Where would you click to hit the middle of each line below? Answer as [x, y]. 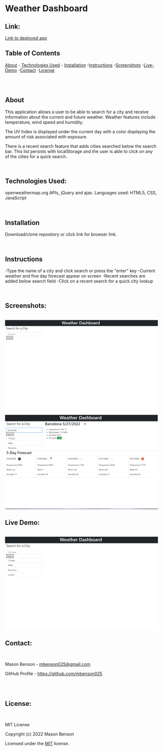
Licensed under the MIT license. [37, 744]
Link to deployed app [26, 38]
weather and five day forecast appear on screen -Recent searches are [75, 276]
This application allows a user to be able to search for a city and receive [77, 112]
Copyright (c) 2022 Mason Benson [40, 734]
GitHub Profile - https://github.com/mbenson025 [54, 674]
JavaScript [16, 198]
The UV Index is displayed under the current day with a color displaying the [80, 131]
